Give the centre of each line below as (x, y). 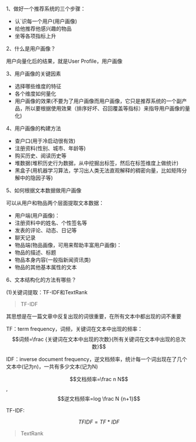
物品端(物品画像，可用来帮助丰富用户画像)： (68, 245)
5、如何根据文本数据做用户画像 (44, 190)
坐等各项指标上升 (35, 36)
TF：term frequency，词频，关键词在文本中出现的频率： (74, 329)
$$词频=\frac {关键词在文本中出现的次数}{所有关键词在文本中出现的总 (96, 339)
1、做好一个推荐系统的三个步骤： (46, 9)
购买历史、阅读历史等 (40, 156)
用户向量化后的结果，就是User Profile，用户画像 (64, 61)
